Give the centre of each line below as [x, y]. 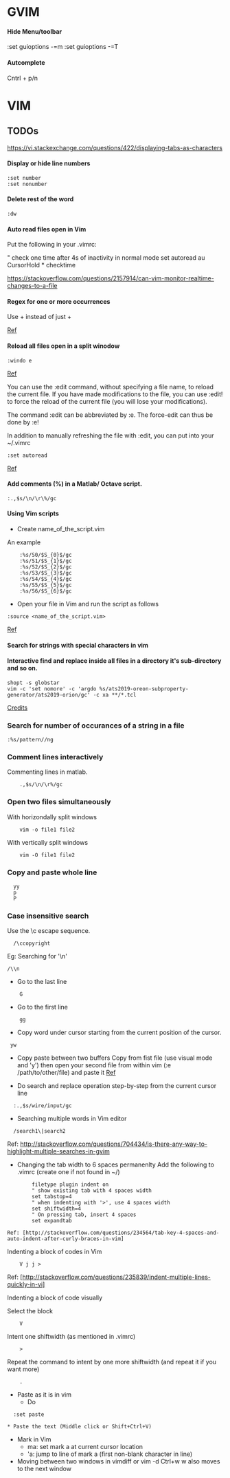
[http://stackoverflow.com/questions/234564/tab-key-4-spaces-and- [121, 1233]
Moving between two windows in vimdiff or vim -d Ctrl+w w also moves [118, 1461]
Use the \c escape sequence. [49, 931]
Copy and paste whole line [52, 872]
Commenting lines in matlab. [47, 772]
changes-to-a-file [32, 286]
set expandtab [52, 1221]
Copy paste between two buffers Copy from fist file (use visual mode [115, 1058]
